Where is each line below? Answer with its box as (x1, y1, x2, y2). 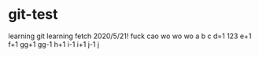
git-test (8, 5, 58, 23)
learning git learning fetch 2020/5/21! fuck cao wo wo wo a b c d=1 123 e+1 (8, 31, 252, 41)
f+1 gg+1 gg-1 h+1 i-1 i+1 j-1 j (8, 39, 100, 48)
